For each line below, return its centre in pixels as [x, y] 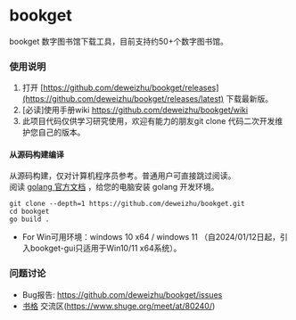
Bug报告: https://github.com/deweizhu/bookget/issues [122, 294]
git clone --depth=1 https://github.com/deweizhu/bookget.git [127, 204]
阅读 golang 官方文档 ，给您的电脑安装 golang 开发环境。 [114, 187]
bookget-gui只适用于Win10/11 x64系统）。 [106, 248]
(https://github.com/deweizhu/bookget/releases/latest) [123, 99]
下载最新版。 [250, 99]
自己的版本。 [62, 132]
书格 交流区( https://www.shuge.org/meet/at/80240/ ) [119, 306]
